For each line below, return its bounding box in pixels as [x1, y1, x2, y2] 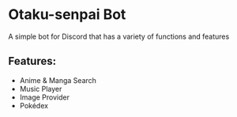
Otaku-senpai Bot [8, 6, 126, 24]
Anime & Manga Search [19, 75, 97, 85]
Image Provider [19, 92, 70, 102]
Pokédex [19, 100, 49, 110]
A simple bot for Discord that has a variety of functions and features [8, 32, 230, 41]
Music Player [19, 84, 62, 93]
